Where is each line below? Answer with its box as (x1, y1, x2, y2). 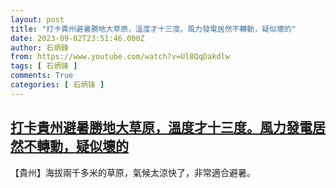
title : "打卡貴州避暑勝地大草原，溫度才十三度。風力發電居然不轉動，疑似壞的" (10, 24, 297, 34)
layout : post (10, 14, 65, 25)
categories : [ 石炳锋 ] (10, 80, 105, 90)
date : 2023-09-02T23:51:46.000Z (10, 33, 145, 43)
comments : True (10, 71, 74, 81)
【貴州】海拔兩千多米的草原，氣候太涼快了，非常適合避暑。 (10, 166, 256, 178)
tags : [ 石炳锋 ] (10, 61, 78, 71)
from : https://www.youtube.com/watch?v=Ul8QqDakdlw (10, 52, 230, 62)
